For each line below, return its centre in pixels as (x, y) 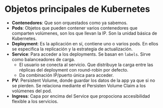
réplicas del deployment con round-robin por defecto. (74, 70)
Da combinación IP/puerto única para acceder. (66, 75)
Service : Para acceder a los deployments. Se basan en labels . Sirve (81, 54)
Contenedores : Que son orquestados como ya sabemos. (70, 23)
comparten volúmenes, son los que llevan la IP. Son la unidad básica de (84, 33)
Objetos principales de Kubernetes (77, 9)
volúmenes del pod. (32, 91)
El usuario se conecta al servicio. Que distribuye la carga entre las (86, 65)
